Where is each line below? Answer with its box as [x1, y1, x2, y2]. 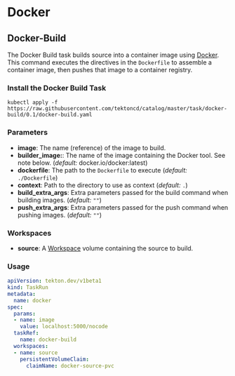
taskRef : [13, 330, 39, 337]
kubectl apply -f [7, 99, 58, 106]
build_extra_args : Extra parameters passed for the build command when [17, 188, 229, 196]
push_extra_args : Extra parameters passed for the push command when [17, 203, 229, 211]
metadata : [7, 290, 36, 297]
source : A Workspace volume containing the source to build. [17, 243, 194, 253]
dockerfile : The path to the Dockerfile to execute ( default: [17, 166, 187, 174]
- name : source [13, 349, 58, 356]
